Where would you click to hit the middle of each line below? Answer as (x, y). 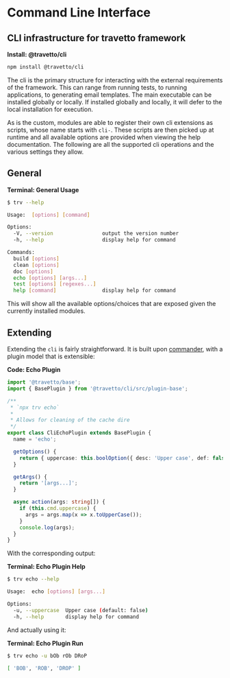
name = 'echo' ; (35, 439)
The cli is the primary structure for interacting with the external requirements (115, 80)
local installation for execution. (50, 109)
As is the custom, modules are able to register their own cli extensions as (110, 122)
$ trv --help (26, 202)
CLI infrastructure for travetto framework (97, 38)
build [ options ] (36, 259)
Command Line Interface (79, 13)
